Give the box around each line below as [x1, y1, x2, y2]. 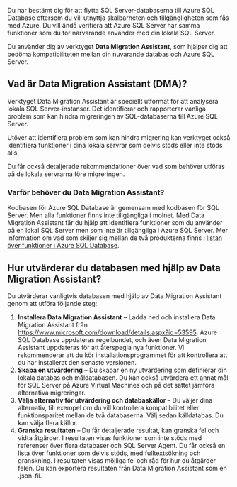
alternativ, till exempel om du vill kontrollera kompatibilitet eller [17, 403, 200, 412]
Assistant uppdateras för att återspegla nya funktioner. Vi [17, 343, 185, 351]
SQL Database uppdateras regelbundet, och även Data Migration [17, 335, 207, 344]
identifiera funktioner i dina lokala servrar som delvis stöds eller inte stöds [7, 141, 223, 149]
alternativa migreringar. [17, 388, 86, 397]
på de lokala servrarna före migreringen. [7, 170, 125, 178]
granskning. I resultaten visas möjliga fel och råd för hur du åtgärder [17, 456, 216, 464]
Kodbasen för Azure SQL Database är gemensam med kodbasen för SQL [7, 204, 219, 212]
